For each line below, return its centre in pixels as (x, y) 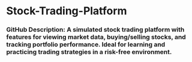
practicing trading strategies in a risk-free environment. (89, 52)
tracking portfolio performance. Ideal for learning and (86, 45)
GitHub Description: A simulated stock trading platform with (95, 30)
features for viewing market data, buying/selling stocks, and (96, 37)
